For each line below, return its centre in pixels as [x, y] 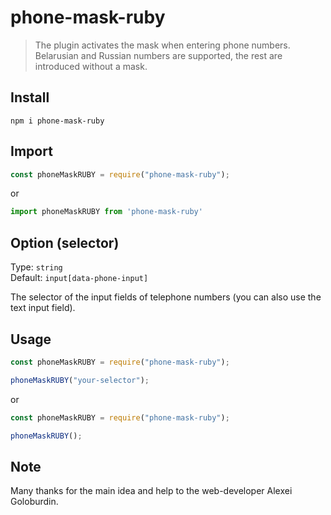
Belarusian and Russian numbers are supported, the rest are [158, 55]
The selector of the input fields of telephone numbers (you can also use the [166, 297]
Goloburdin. [34, 502]
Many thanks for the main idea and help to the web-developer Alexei [151, 491]
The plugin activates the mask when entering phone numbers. [162, 45]
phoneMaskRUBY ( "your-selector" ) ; [80, 380]
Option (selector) [65, 242]
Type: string [36, 267]
